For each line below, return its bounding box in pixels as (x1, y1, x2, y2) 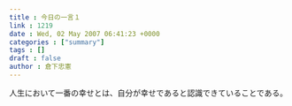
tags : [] (9, 46, 46, 55)
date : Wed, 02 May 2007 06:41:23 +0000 (9, 29, 161, 38)
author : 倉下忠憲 (9, 63, 73, 72)
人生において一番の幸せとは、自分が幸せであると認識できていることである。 (9, 87, 288, 98)
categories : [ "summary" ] (9, 37, 104, 47)
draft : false (9, 54, 62, 63)
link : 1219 (9, 21, 53, 30)
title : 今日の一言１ (9, 12, 81, 22)
